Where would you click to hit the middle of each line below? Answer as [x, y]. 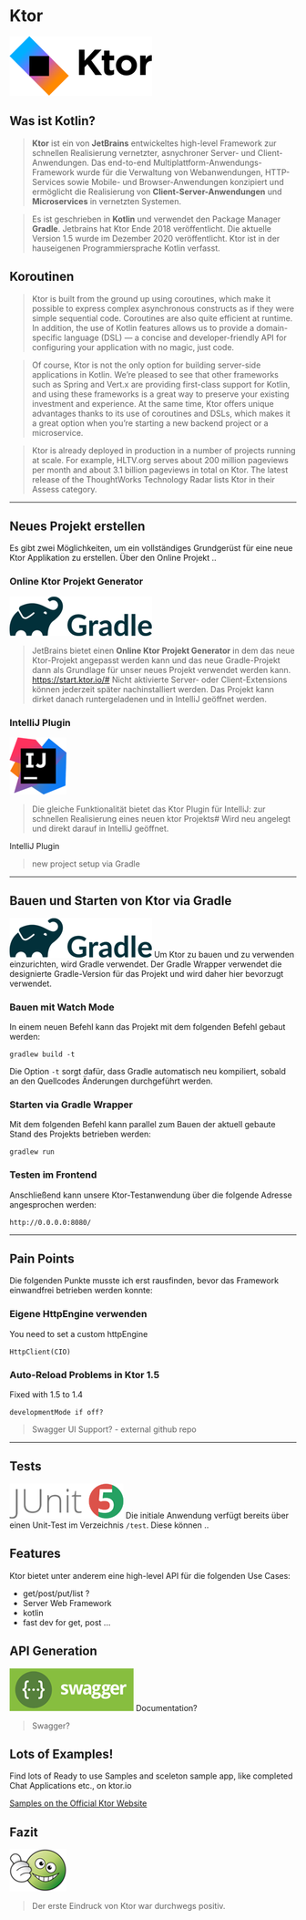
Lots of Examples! [61, 1754]
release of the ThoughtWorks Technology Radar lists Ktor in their [153, 479]
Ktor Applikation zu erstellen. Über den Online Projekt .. [113, 558]
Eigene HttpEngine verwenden [78, 1314]
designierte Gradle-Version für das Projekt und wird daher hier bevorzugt [147, 973]
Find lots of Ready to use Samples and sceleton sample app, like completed [151, 1776]
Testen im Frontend [53, 1175]
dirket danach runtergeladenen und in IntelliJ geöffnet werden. [149, 699]
